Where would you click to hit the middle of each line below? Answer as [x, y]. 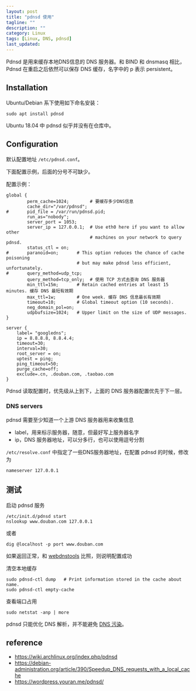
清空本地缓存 [21, 568]
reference [24, 643]
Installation [27, 88]
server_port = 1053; [52, 222]
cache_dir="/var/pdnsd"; [57, 206]
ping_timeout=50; [38, 364]
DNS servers [24, 407]
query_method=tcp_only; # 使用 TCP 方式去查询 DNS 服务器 [96, 279]
